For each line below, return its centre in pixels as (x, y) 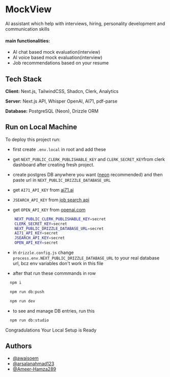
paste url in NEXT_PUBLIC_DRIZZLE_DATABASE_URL (62, 180)
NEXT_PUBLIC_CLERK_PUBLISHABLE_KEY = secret (60, 219)
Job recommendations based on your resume (60, 63)
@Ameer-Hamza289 (34, 369)
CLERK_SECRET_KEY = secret (41, 224)
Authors (19, 346)
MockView (29, 9)
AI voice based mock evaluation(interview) (57, 58)
